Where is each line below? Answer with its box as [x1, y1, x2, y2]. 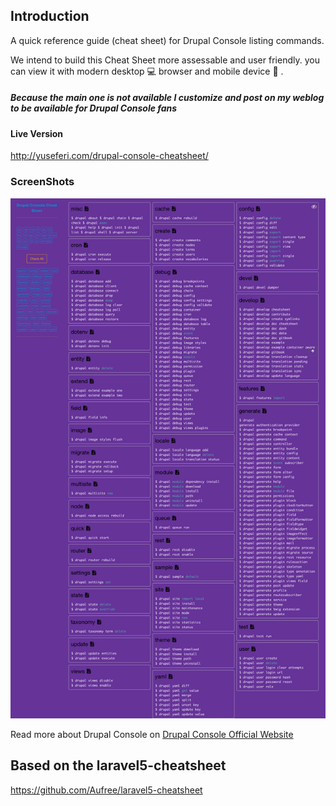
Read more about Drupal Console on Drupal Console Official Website [10, 729, 294, 741]
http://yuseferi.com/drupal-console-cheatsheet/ [10, 150, 209, 162]
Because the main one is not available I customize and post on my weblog [10, 92, 325, 104]
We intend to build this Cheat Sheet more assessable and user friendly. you [10, 54, 320, 66]
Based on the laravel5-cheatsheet [10, 757, 227, 774]
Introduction [10, 8, 90, 25]
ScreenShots [10, 175, 75, 189]
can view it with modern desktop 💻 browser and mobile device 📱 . [10, 65, 284, 77]
